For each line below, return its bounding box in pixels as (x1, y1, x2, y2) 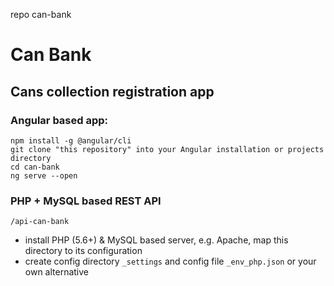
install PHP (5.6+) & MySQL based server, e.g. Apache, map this (24, 234, 289, 246)
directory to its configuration (24, 245, 143, 257)
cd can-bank (10, 162, 60, 172)
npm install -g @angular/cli (10, 135, 132, 146)
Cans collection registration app (10, 83, 215, 100)
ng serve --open (10, 170, 78, 181)
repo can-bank (10, 9, 72, 20)
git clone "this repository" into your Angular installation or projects (10, 144, 325, 154)
